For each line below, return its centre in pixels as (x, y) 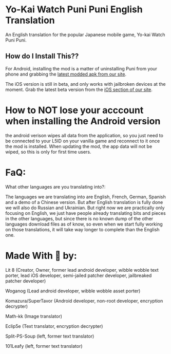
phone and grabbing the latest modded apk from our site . (66, 74)
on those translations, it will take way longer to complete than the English (83, 229)
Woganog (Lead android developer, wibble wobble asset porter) (73, 291)
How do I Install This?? (42, 56)
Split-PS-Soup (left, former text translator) (50, 336)
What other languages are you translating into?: (55, 187)
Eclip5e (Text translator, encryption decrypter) (54, 326)
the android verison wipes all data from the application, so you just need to (84, 135)
